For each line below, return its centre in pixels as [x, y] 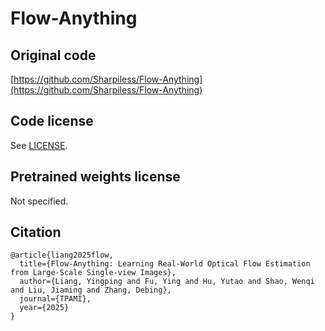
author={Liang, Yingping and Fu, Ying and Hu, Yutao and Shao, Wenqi [167, 282]
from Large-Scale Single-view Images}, [93, 273]
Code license [52, 121]
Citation [36, 232]
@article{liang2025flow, [62, 255]
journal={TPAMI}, [55, 299]
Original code [53, 55]
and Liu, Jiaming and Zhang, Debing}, [91, 290]
